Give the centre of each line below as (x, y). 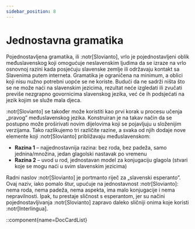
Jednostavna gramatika (65, 40)
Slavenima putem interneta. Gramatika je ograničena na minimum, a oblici (94, 75)
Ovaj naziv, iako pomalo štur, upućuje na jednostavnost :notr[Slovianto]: (92, 183)
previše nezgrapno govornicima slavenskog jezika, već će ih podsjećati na (95, 93)
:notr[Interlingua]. (27, 209)
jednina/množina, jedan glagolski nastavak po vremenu (81, 154)
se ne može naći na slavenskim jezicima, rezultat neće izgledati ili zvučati (94, 88)
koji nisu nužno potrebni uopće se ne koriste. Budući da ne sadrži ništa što (95, 81)
